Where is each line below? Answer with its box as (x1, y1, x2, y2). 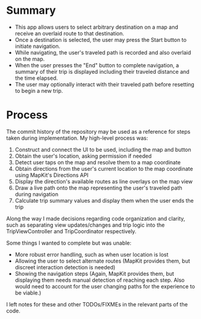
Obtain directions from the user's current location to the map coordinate (14, 165, 193, 172)
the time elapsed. (14, 74, 58, 82)
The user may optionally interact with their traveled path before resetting (14, 80, 195, 88)
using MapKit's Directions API (14, 171, 89, 179)
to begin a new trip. (14, 87, 63, 94)
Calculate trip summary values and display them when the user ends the (14, 197, 194, 204)
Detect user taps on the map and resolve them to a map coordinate (14, 158, 181, 165)
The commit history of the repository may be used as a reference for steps (6, 128, 191, 135)
